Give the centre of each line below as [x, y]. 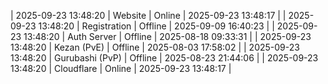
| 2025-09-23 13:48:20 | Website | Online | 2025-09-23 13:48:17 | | [148, 15]
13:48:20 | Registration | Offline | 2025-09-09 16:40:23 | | [156, 26]
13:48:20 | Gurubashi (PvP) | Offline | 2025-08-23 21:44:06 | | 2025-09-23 [164, 58]
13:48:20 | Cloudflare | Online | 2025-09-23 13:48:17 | [121, 68]
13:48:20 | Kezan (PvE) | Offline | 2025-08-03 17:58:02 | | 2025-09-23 [155, 47]
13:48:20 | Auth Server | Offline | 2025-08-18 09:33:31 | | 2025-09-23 [167, 36]
